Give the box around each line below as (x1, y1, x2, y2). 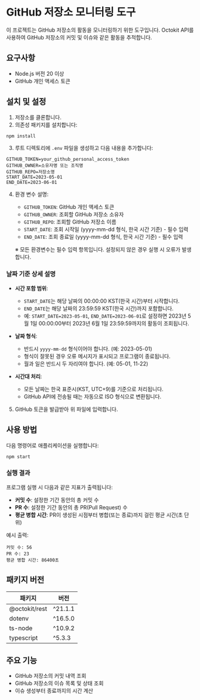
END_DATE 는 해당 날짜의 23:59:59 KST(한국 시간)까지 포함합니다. (23, 305, 174, 312)
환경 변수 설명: (14, 191, 49, 198)
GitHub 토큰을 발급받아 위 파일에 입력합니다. (14, 406, 118, 413)
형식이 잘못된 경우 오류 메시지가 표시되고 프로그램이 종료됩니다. (23, 352, 171, 360)
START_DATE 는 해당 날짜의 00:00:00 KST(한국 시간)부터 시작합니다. (23, 297, 180, 305)
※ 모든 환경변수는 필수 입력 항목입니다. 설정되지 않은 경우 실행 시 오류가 (14, 246, 181, 253)
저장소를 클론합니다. (14, 113, 61, 121)
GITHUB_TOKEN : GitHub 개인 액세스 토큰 (23, 204, 115, 211)
